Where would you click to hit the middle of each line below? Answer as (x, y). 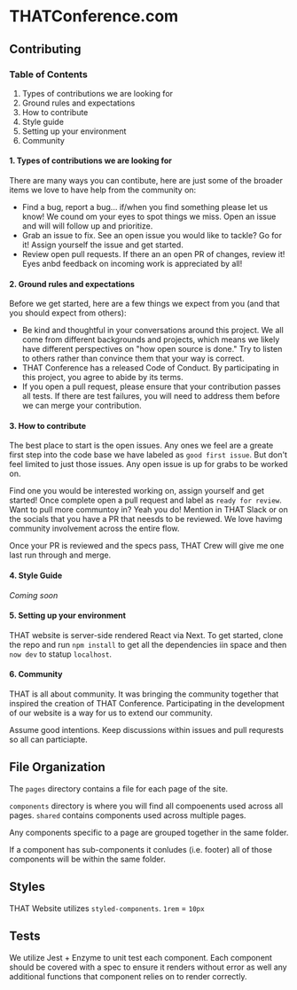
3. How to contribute (48, 425)
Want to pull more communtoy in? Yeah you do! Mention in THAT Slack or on (148, 510)
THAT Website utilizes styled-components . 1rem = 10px (107, 908)
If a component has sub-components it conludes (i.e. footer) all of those (141, 849)
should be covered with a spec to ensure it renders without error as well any (148, 967)
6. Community (36, 674)
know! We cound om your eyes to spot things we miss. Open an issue (149, 217)
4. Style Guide (36, 576)
